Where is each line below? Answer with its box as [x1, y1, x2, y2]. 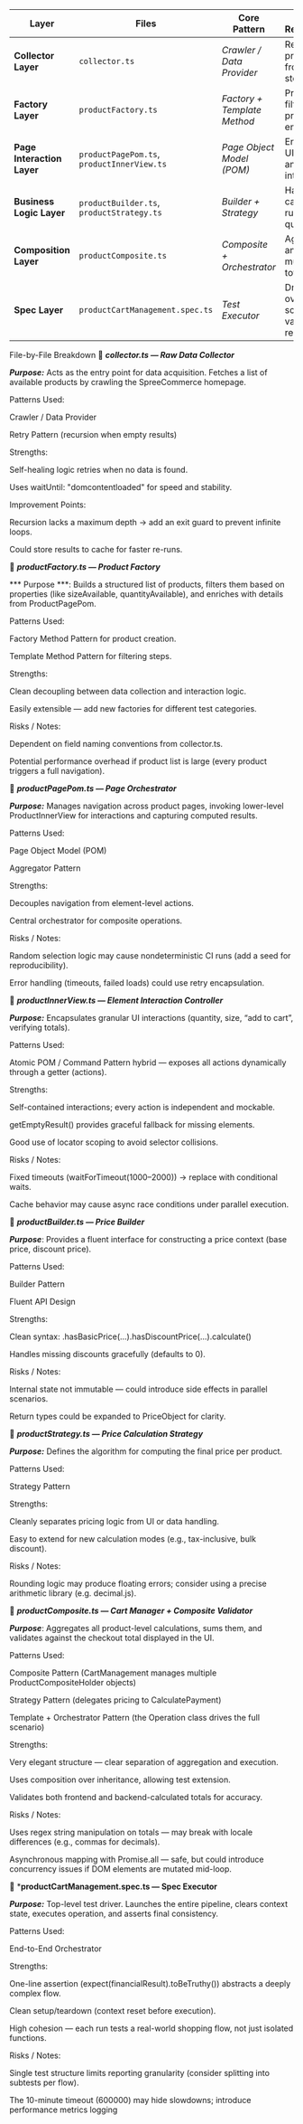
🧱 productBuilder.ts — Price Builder [9, 1216, 145, 1227]
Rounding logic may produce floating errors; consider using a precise [9, 1578, 268, 1589]
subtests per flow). [9, 2077, 79, 2088]
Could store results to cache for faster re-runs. [9, 544, 183, 554]
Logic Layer [14, 207, 66, 219]
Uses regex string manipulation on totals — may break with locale [9, 1827, 253, 1837]
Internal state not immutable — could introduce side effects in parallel [9, 1383, 268, 1394]
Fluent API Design [9, 1297, 77, 1307]
